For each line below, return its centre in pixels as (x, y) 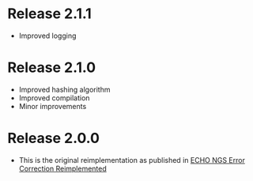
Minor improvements (53, 106)
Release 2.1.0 (52, 68)
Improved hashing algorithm (64, 89)
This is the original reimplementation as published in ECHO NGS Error (132, 160)
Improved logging (47, 36)
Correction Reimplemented (63, 168)
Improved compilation (54, 98)
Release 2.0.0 (54, 138)
